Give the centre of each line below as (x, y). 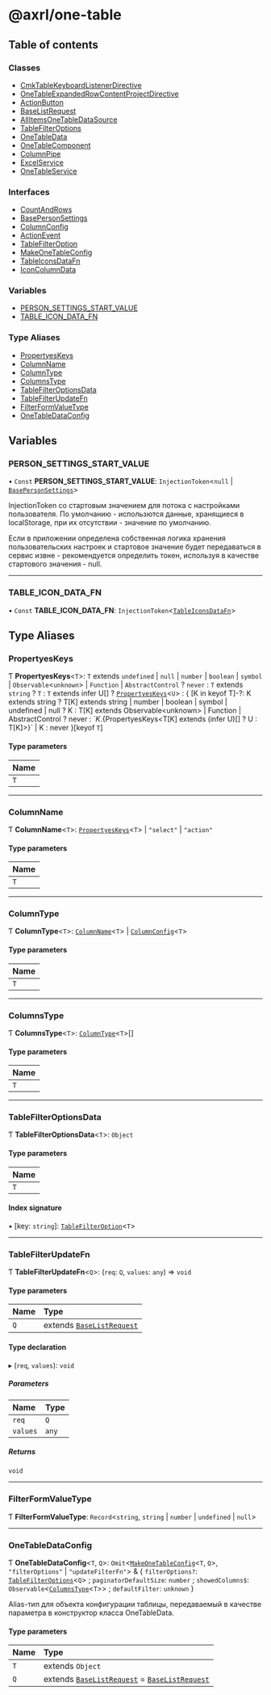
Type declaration (38, 1347)
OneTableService (48, 170)
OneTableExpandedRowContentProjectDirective (99, 94)
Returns (22, 1452)
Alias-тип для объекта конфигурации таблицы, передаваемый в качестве (135, 1605)
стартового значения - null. (55, 564)
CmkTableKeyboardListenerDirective (81, 85)
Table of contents (53, 45)
